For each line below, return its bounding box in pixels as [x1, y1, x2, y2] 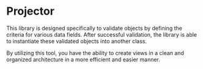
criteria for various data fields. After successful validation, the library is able [6, 31, 197, 38]
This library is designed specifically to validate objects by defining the [6, 24, 182, 32]
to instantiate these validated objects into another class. [6, 37, 147, 45]
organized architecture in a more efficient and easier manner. [6, 56, 161, 63]
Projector [6, 4, 55, 18]
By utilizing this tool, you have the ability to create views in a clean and [6, 49, 185, 56]
